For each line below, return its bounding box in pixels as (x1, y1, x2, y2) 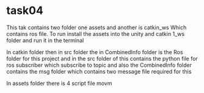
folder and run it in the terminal (6, 36, 84, 44)
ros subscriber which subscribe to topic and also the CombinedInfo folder (6, 61, 192, 69)
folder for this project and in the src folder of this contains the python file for (6, 55, 199, 62)
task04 (6, 4, 44, 18)
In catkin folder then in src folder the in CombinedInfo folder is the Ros (6, 48, 183, 55)
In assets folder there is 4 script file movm (6, 80, 112, 87)
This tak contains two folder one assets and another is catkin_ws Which (6, 24, 187, 31)
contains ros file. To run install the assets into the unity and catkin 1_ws (6, 30, 185, 37)
